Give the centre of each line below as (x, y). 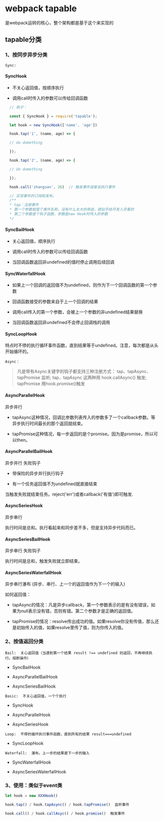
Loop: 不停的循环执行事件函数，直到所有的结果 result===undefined (68, 734)
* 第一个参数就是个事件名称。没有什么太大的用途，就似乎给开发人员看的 (72, 210)
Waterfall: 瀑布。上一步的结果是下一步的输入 (47, 753)
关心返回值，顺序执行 (34, 241)
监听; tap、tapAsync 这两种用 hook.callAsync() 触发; (94, 377)
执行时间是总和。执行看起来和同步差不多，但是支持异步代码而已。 (71, 528)
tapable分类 (23, 40)
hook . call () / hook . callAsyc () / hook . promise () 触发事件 (65, 813)
